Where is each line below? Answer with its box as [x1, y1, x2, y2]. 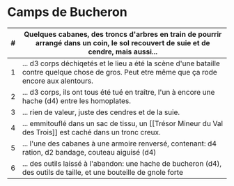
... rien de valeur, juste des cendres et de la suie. [22, 107, 180, 117]
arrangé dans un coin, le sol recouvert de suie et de [35, 38, 210, 47]
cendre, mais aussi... [88, 47, 158, 56]
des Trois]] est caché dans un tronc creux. [22, 127, 162, 137]
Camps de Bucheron [7, 4, 127, 20]
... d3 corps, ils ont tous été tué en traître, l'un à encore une [22, 87, 215, 97]
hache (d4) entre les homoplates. [22, 95, 131, 105]
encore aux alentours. [22, 76, 94, 86]
